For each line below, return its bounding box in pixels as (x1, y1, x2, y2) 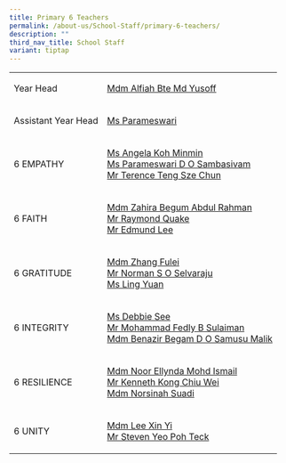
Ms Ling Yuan (107, 278, 164, 290)
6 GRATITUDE (13, 267, 73, 280)
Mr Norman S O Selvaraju (107, 267, 213, 280)
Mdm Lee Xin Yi (107, 419, 173, 432)
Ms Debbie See (107, 311, 171, 323)
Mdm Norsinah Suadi (107, 387, 195, 400)
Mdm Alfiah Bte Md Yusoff (107, 82, 217, 94)
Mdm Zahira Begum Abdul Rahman (107, 201, 253, 214)
